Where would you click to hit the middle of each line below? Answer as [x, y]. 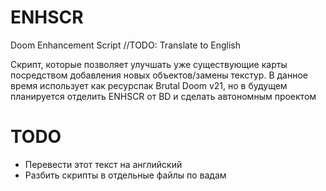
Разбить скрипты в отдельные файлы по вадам [125, 175]
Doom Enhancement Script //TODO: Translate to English [125, 45]
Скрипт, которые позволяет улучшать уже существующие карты [149, 64]
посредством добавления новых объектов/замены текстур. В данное [159, 75]
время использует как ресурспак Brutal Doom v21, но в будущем [149, 85]
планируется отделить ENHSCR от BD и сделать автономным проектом [163, 96]
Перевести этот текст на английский [103, 164]
